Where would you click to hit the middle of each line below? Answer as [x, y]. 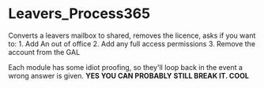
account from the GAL [44, 52]
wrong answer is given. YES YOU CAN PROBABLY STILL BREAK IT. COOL [128, 75]
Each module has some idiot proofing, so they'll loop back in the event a [126, 67]
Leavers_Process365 [79, 14]
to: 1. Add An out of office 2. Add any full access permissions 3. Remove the [132, 43]
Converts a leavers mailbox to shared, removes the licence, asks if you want [132, 35]
